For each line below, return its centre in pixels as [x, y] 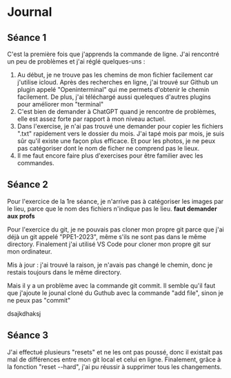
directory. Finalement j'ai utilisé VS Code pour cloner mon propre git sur [109, 244]
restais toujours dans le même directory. [64, 272]
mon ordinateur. [30, 251]
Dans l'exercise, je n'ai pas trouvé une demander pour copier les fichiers [120, 126]
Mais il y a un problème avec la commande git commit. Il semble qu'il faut [111, 285]
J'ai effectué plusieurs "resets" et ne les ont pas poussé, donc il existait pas [115, 352]
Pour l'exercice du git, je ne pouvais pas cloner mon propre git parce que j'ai [115, 229]
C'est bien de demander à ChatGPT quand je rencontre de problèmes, [117, 112]
